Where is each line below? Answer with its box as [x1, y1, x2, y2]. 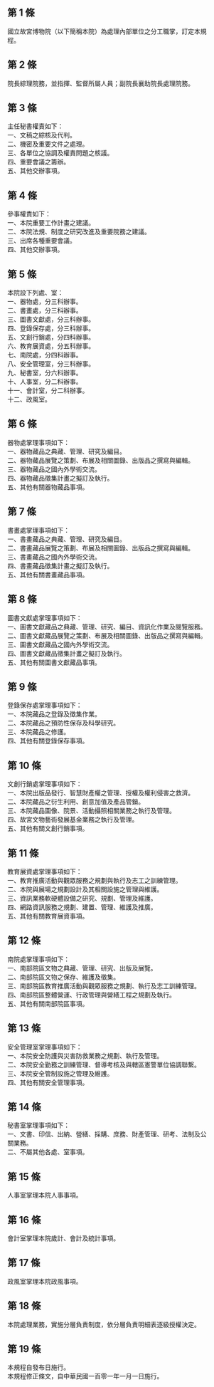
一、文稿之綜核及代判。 [7, 131, 76, 140]
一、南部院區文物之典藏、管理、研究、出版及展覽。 [7, 963, 157, 972]
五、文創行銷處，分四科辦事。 [7, 333, 95, 342]
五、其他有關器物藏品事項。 [7, 483, 89, 491]
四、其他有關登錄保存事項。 [7, 736, 89, 745]
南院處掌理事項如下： [7, 955, 70, 963]
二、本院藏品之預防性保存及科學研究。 [7, 718, 119, 728]
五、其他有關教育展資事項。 [7, 911, 89, 920]
